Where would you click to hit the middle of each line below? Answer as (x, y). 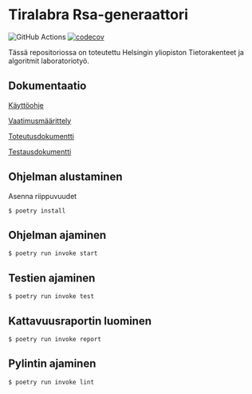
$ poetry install (37, 211)
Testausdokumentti (40, 151)
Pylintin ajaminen (52, 364)
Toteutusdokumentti (41, 136)
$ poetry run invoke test (51, 296)
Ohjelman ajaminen (57, 235)
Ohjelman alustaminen (65, 177)
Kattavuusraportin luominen (80, 321)
